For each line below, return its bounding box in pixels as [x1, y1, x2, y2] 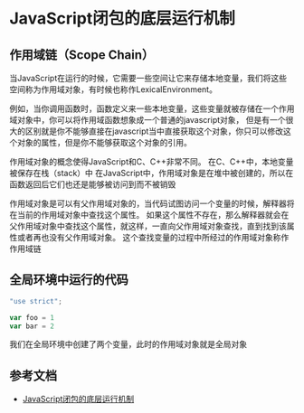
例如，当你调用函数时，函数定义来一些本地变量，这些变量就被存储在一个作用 [9, 103, 295, 114]
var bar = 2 [9, 322, 54, 331]
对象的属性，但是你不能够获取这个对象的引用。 [16, 137, 192, 147]
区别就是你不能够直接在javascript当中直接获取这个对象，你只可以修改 [24, 126, 284, 136]
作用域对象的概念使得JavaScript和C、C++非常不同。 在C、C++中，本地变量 [9, 156, 294, 167]
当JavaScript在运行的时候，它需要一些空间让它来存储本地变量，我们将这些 [9, 73, 288, 83]
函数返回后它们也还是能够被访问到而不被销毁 [9, 179, 176, 190]
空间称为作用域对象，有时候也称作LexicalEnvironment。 [9, 84, 217, 95]
